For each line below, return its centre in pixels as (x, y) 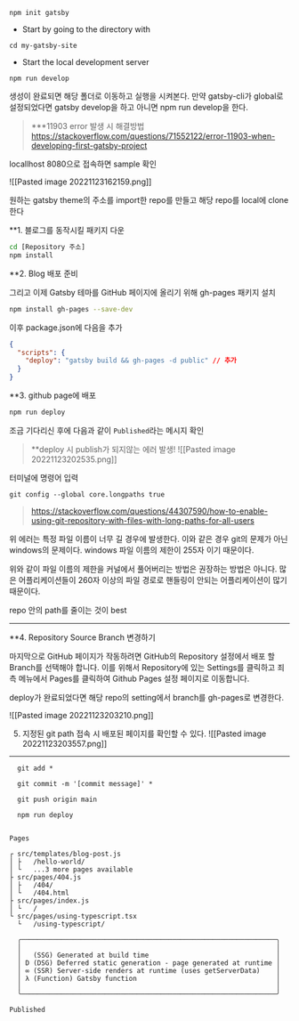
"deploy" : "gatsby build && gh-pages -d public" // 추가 (131, 361)
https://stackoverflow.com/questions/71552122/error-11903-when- (153, 136)
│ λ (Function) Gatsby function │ (149, 978)
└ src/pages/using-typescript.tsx (73, 916)
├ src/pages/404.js (45, 877)
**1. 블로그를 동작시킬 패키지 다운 (67, 230)
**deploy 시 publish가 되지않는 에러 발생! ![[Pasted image (133, 449)
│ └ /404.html (39, 893)
